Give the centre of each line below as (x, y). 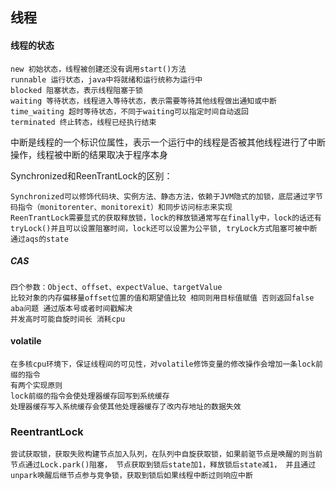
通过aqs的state (39, 239)
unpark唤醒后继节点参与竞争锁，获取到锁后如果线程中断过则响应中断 (131, 476)
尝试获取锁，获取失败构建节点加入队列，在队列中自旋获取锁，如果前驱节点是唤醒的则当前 (166, 454)
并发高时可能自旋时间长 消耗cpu (68, 319)
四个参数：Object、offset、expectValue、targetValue (116, 287)
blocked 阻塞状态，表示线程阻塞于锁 (76, 90)
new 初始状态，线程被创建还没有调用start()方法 (98, 69)
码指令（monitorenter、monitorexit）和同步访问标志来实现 (121, 207)
